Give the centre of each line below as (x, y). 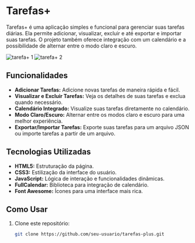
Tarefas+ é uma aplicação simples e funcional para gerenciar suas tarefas (95, 27)
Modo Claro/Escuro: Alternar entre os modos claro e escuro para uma (100, 114)
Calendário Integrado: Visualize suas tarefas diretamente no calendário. (102, 108)
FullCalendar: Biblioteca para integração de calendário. (82, 185)
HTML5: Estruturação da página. (54, 166)
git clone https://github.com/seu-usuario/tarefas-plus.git (89, 234)
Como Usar (27, 209)
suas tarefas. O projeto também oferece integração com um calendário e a (96, 39)
